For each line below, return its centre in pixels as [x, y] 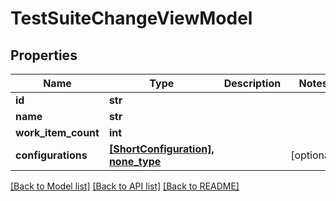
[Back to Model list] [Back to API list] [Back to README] [125, 186]
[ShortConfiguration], [161, 149]
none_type [135, 161]
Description [252, 83]
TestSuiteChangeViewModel [131, 18]
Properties [44, 55]
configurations [51, 155]
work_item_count [57, 132]
